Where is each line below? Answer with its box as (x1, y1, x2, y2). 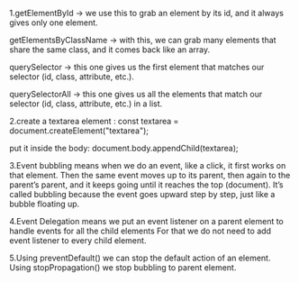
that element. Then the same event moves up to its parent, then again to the (9, 170, 291, 180)
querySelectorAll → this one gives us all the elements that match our (9, 89, 263, 99)
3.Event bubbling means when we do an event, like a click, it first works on (9, 160, 286, 170)
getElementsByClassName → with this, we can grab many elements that (9, 35, 276, 45)
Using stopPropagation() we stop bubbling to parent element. (9, 262, 237, 273)
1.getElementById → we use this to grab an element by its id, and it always (9, 8, 284, 18)
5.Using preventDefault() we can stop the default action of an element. (9, 252, 271, 263)
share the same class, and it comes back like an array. (9, 44, 211, 55)
